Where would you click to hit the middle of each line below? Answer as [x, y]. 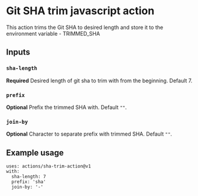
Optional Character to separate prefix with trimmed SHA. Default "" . [89, 134]
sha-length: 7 [29, 177]
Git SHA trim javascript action [80, 11]
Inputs [18, 52]
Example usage [35, 152]
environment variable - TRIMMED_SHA [53, 33]
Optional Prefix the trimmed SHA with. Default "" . [66, 107]
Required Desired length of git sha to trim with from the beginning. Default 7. [99, 81]
